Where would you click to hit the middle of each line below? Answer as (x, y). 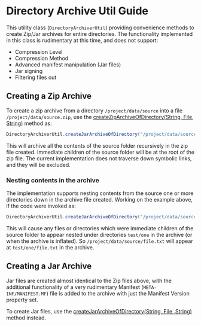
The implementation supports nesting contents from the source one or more (100, 193)
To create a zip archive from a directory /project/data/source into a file (95, 110)
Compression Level (39, 51)
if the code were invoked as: (41, 206)
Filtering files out (36, 77)
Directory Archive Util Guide (77, 11)
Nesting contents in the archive (53, 180)
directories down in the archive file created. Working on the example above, (100, 199)
